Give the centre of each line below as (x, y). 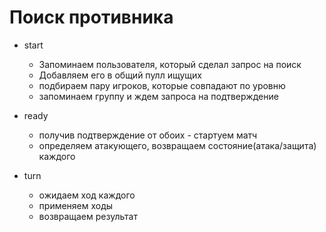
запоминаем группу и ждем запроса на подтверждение (158, 96)
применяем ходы (76, 205)
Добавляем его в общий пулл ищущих (120, 75)
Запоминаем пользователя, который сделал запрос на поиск (170, 64)
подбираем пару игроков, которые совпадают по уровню (162, 85)
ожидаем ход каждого (87, 195)
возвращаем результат (88, 216)
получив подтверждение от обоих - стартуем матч (148, 135)
